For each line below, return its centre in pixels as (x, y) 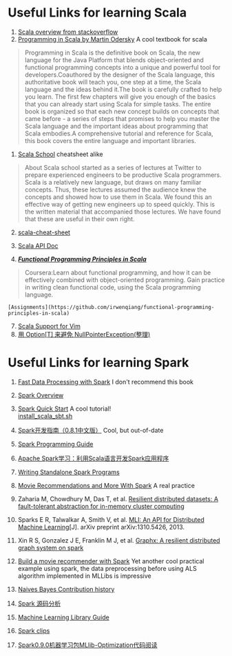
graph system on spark (51, 547)
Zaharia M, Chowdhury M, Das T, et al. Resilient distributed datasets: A (118, 498)
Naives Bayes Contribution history (66, 589)
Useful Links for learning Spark (98, 363)
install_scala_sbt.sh (45, 415)
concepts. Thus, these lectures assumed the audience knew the (116, 189)
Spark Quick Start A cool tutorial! (64, 409)
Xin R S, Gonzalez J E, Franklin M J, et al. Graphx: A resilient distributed (119, 540)
